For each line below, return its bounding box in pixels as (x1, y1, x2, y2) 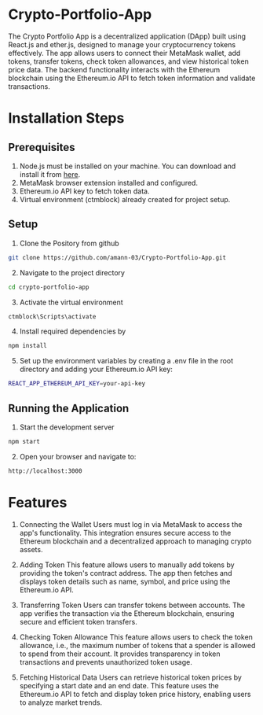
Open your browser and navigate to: (19, 451, 137, 461)
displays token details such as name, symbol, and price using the (19, 577, 231, 586)
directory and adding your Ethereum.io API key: (19, 364, 173, 374)
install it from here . (19, 169, 81, 179)
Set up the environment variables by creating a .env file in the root (19, 356, 234, 366)
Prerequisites (8, 140, 75, 154)
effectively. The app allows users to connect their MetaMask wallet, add (8, 48, 241, 57)
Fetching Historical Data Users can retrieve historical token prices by (19, 673, 242, 682)
